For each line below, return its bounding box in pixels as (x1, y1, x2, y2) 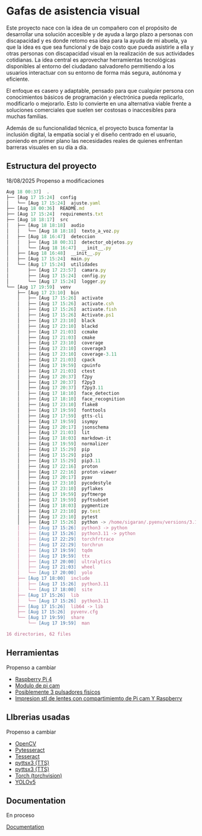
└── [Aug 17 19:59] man (28, 620, 90, 626)
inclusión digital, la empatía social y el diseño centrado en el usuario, (6, 131, 177, 138)
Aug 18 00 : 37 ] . (6, 189, 50, 195)
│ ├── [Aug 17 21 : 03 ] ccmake (17, 328, 98, 335)
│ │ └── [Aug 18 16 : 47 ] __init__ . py (6, 245, 112, 251)
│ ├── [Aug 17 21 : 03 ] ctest (17, 368, 96, 374)
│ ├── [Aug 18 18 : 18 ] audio (6, 222, 85, 228)
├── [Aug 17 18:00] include (17, 576, 90, 582)
